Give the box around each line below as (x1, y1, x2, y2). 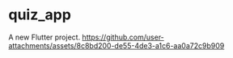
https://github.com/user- (82, 32, 164, 42)
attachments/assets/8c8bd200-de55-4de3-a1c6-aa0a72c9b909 (8, 40, 225, 50)
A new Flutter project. (8, 32, 81, 42)
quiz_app (8, 6, 71, 24)
